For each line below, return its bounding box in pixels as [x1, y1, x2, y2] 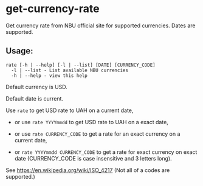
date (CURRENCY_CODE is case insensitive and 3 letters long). [14, 154, 172, 162]
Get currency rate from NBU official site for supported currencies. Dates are [5, 22, 196, 29]
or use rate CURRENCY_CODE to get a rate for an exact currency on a [14, 130, 181, 138]
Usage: [5, 46, 34, 56]
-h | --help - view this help [11, 72, 88, 79]
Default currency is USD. [5, 83, 67, 90]
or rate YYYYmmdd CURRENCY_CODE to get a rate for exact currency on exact [14, 148, 198, 156]
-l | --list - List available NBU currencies [11, 67, 129, 73]
